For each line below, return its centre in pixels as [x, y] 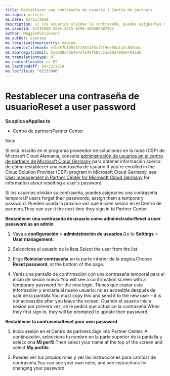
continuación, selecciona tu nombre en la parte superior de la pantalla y [87, 336]
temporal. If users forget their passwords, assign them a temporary [74, 198]
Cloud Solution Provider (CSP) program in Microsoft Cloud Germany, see [81, 172]
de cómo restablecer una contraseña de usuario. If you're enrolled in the [80, 166]
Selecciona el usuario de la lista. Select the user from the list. [76, 249]
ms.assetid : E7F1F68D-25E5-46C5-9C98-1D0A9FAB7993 [60, 29]
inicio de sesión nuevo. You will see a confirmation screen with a [79, 279]
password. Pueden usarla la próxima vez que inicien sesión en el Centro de [83, 203]
